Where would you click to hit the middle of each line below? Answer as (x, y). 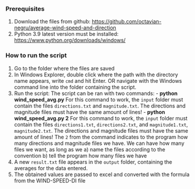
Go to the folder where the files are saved (64, 68)
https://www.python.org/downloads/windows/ (70, 41)
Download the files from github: (52, 22)
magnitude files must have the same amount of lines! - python (90, 112)
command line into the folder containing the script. (75, 87)
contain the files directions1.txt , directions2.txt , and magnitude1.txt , (101, 124)
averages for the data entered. (51, 168)
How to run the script (36, 56)
